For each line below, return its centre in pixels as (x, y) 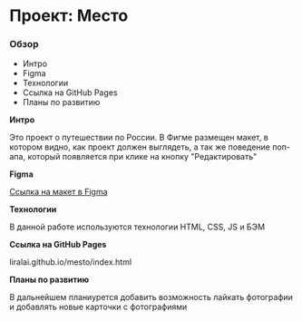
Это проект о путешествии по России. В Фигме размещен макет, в (139, 138)
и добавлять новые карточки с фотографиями (98, 307)
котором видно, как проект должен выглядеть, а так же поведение (140, 147)
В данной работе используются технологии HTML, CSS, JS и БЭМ (137, 227)
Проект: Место (69, 16)
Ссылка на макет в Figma (58, 192)
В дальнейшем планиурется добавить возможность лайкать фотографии (151, 297)
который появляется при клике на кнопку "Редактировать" (142, 157)
